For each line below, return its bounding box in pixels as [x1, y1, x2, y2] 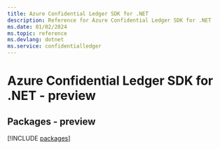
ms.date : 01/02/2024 [7, 23, 68, 30]
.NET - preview [7, 88, 96, 104]
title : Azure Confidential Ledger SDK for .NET [7, 10, 149, 17]
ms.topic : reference [7, 29, 68, 37]
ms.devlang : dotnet [7, 36, 64, 43]
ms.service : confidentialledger [7, 43, 102, 50]
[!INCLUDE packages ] [7, 134, 71, 142]
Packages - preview [7, 115, 96, 127]
